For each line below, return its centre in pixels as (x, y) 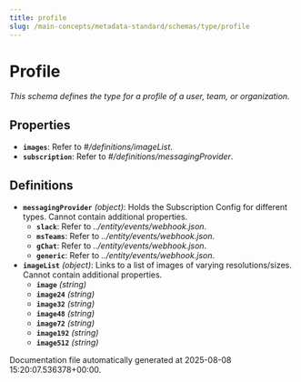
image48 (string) (65, 314)
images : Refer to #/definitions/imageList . (97, 147)
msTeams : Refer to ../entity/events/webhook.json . (125, 236)
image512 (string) (67, 343)
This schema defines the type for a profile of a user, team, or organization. (150, 96)
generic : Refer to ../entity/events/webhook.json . (125, 256)
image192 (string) (67, 333)
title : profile (38, 18)
